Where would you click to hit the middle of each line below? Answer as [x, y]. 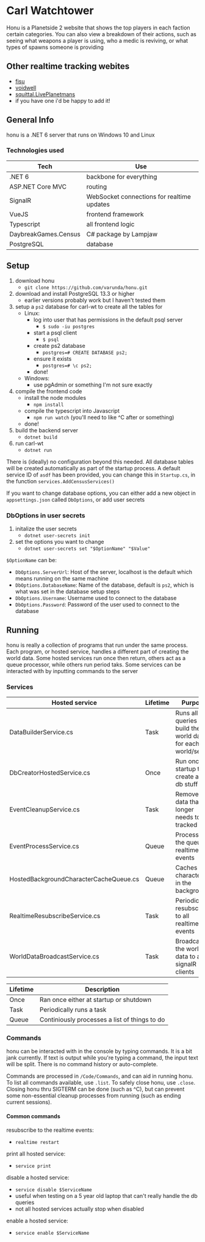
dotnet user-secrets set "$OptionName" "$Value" [87, 549]
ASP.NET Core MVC [38, 186]
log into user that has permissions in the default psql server [108, 320]
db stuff [187, 785]
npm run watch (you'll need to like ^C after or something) [104, 417]
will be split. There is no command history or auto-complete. [82, 1064]
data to [185, 957]
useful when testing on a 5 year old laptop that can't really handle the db [106, 1195]
